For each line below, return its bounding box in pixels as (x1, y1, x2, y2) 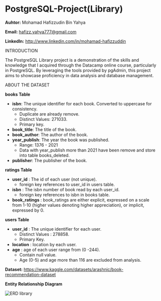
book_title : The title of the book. (12, 126, 77, 132)
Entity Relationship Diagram (5, 281, 63, 287)
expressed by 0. (12, 207, 45, 213)
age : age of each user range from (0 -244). (12, 247, 100, 252)
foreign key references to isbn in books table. (19, 192, 110, 198)
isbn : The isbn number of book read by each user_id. (12, 186, 120, 192)
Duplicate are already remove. (19, 111, 80, 117)
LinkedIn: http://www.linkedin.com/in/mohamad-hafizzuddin (5, 38, 126, 44)
